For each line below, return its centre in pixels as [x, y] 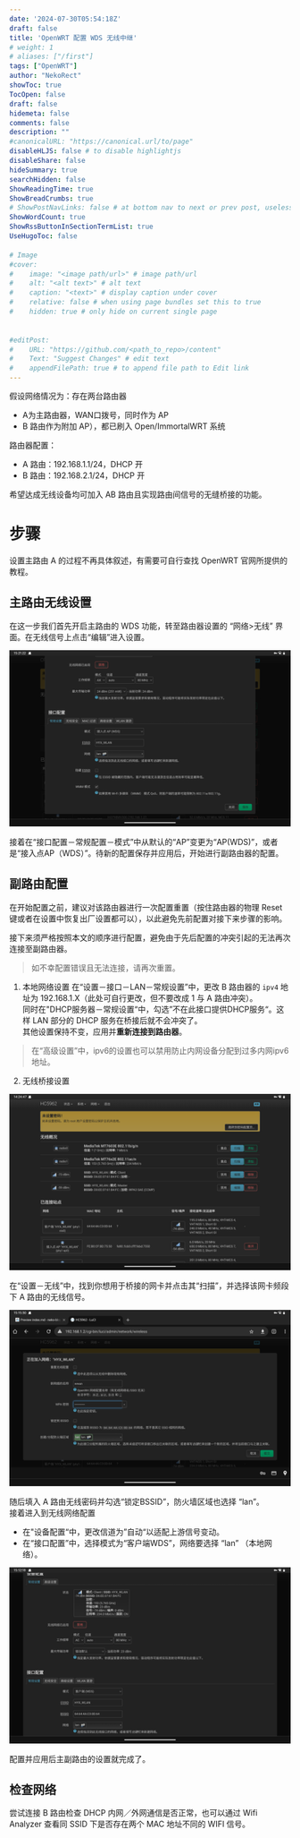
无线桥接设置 [46, 1081]
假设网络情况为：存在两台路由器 [68, 396]
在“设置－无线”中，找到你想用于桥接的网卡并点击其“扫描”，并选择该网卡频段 [149, 1286]
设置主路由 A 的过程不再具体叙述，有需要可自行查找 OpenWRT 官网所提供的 [149, 560]
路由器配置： [33, 445]
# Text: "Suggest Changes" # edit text [89, 359]
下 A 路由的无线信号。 [50, 1296]
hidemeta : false [39, 113]
